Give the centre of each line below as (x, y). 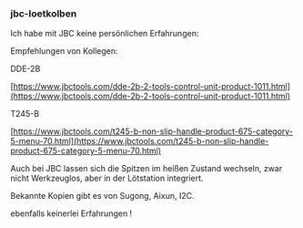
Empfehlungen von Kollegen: (64, 51)
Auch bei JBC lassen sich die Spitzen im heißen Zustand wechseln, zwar (146, 169)
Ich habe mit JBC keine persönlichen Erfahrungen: (105, 34)
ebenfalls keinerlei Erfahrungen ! (71, 213)
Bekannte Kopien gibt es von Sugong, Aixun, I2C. (102, 196)
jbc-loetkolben (44, 14)
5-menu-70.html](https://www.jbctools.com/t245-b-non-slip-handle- (140, 141)
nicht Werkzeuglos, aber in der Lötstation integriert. (107, 178)
